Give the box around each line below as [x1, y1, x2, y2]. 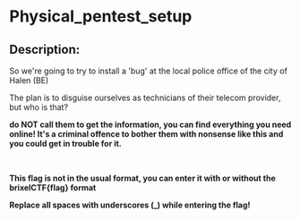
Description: [9, 42, 81, 57]
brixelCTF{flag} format [9, 182, 97, 193]
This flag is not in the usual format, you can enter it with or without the [9, 173, 276, 183]
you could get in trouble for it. [9, 139, 123, 148]
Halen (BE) [9, 75, 49, 86]
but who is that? [9, 102, 69, 113]
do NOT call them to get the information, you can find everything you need [9, 119, 292, 130]
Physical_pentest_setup [9, 6, 193, 27]
